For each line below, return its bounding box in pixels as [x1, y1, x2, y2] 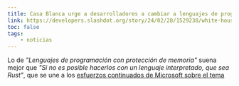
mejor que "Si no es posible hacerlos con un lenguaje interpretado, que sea [7, 63, 230, 72]
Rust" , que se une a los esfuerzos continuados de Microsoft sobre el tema [7, 71, 225, 80]
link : [7, 17, 23, 24]
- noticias [20, 37, 53, 44]
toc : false [7, 23, 40, 30]
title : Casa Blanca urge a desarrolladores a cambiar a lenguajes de [7, 10, 218, 18]
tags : [7, 30, 23, 37]
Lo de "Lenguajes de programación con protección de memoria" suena [7, 56, 217, 64]
